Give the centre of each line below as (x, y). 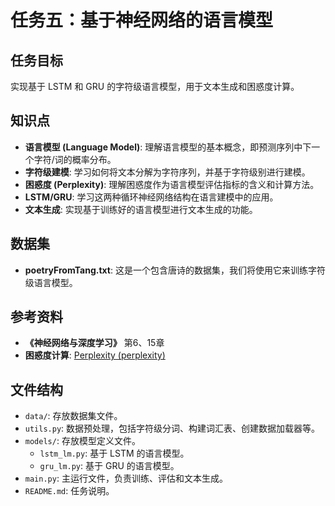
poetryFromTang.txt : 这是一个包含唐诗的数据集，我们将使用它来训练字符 (175, 270)
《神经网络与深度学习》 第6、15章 (94, 343)
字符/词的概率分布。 (75, 159)
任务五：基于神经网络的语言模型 (142, 20)
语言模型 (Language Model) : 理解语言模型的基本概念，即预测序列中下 (168, 147)
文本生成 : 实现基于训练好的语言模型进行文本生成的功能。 (141, 209)
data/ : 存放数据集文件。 (73, 416)
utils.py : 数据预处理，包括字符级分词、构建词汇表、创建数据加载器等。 (172, 428)
